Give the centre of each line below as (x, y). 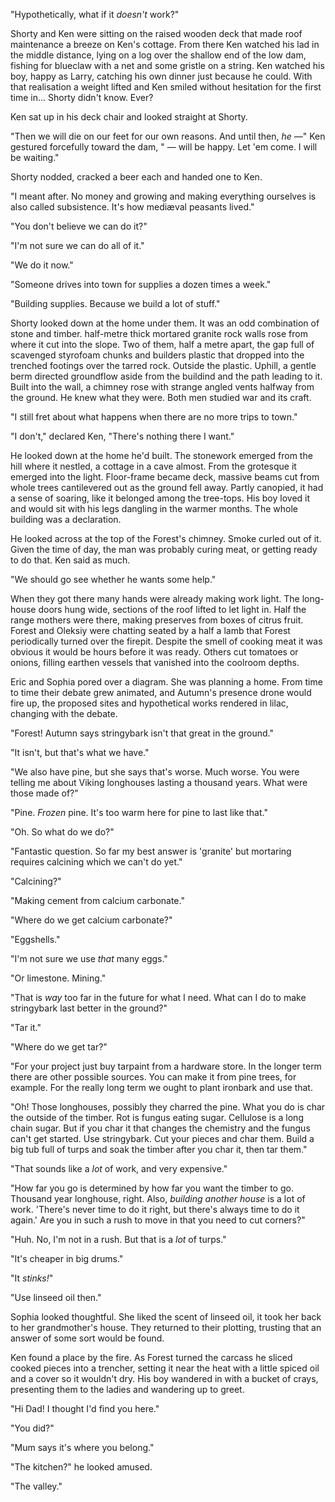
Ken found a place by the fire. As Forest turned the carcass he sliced (151, 1357)
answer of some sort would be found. (87, 1338)
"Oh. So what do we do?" (62, 832)
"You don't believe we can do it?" (79, 226)
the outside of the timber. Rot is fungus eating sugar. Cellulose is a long (157, 1117)
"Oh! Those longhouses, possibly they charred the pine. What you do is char (168, 1107)
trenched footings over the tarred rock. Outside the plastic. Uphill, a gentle (163, 365)
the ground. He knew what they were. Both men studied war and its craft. (161, 397)
